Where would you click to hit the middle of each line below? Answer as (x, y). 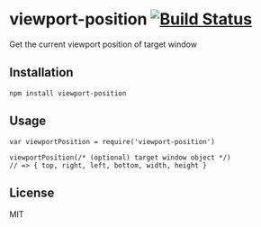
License (32, 192)
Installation (41, 73)
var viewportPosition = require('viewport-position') (112, 141)
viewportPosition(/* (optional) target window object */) (120, 158)
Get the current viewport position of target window (103, 44)
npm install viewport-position (68, 93)
